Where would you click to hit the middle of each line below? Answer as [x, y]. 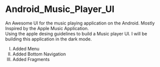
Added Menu [26, 48]
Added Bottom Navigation [39, 54]
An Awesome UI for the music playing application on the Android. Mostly [80, 23]
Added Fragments [31, 59]
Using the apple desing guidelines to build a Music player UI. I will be [76, 33]
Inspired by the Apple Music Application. [47, 28]
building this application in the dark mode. [48, 39]
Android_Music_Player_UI [60, 9]
